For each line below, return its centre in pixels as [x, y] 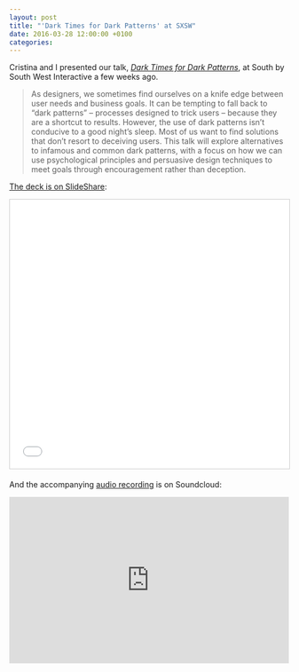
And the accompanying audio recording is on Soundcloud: [115, 485]
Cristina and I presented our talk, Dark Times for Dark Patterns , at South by [147, 67]
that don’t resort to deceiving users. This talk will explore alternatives [157, 141]
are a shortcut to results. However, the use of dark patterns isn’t [148, 123]
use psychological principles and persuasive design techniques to [152, 160]
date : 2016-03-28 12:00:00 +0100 [71, 34]
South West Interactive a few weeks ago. [84, 77]
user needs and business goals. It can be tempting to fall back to [149, 104]
